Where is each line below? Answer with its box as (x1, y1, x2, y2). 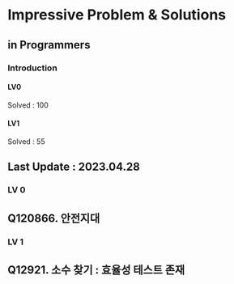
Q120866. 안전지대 (7, 211, 100, 225)
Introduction (7, 62, 57, 74)
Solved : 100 (7, 100, 49, 110)
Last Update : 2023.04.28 (7, 160, 141, 174)
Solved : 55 (7, 136, 45, 146)
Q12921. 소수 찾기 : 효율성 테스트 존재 (7, 263, 185, 277)
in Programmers (7, 38, 91, 52)
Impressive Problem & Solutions (7, 6, 227, 24)
